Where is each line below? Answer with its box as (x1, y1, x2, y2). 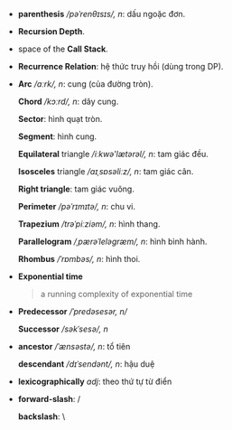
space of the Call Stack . (17, 43, 108, 54)
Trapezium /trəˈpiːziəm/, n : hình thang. (17, 219, 161, 229)
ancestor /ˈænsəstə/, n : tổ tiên (17, 341, 131, 351)
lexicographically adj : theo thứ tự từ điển (17, 376, 172, 387)
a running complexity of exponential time (40, 289, 193, 299)
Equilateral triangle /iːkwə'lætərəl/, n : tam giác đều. (17, 149, 209, 159)
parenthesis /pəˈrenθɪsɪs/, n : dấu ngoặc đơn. (17, 9, 186, 19)
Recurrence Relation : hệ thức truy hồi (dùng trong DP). (17, 61, 224, 71)
